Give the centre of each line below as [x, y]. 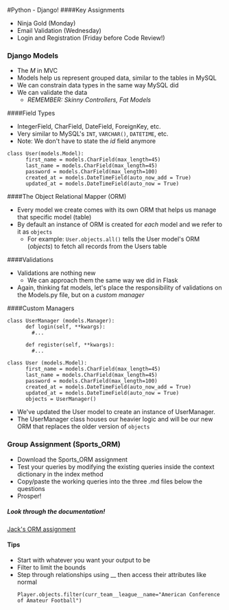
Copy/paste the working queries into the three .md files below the [110, 481]
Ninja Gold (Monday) [46, 23]
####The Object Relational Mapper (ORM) [67, 197]
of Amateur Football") [49, 600]
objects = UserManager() [61, 399]
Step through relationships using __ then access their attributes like [112, 574]
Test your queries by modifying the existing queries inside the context [116, 466]
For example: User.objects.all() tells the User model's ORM [113, 239]
